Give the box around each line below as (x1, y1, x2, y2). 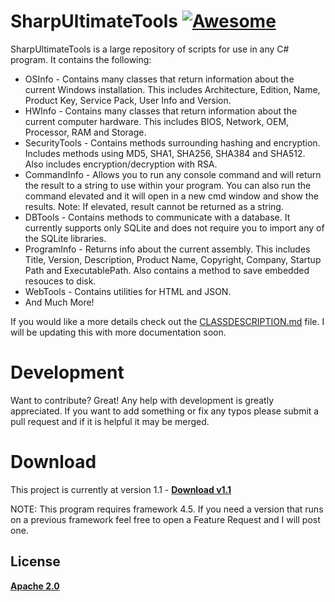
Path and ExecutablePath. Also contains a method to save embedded (24, 264, 310, 276)
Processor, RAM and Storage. (24, 126, 147, 138)
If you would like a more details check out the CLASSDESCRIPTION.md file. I (10, 315, 325, 327)
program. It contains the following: (10, 53, 152, 65)
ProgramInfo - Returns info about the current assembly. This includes (24, 243, 311, 255)
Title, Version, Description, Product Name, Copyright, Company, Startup (24, 253, 322, 265)
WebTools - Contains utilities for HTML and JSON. (24, 285, 232, 297)
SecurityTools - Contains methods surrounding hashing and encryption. (24, 136, 321, 149)
